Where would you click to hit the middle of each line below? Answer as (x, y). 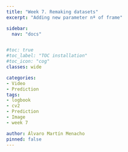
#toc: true (20, 50)
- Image (16, 117)
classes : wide (24, 67)
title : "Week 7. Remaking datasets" (52, 12)
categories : (21, 78)
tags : (13, 95)
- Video (16, 83)
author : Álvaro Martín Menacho (46, 133)
